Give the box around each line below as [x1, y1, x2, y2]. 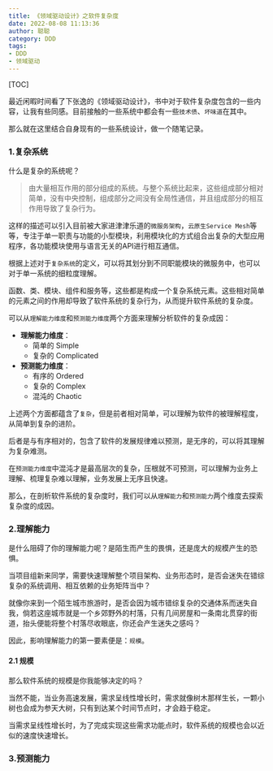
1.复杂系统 [8, 145, 49, 157]
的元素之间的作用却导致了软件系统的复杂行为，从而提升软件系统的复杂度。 [8, 296, 258, 305]
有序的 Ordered [32, 371, 84, 381]
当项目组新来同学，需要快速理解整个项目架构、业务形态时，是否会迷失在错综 [8, 570, 265, 581]
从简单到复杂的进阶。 [8, 419, 80, 429]
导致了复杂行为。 [42, 204, 100, 214]
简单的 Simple [32, 340, 80, 350]
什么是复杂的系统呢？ [8, 166, 80, 175]
